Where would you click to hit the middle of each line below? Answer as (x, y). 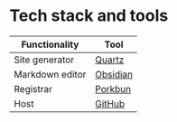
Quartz (109, 60)
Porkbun (113, 89)
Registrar (33, 89)
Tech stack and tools (89, 16)
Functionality (50, 44)
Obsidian (114, 74)
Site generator (44, 60)
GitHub (109, 103)
